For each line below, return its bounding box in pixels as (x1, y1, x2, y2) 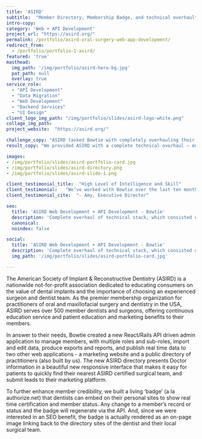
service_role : (6, 82, 42, 88)
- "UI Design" (11, 109, 47, 115)
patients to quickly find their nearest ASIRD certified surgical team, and (6, 369, 182, 376)
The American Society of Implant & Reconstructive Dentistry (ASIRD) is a (6, 275, 186, 282)
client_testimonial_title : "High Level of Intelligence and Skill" (6, 181, 182, 187)
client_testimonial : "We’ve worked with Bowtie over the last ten (6, 187, 182, 193)
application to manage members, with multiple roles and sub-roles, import (6, 337, 189, 345)
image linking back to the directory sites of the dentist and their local (6, 419, 176, 427)
